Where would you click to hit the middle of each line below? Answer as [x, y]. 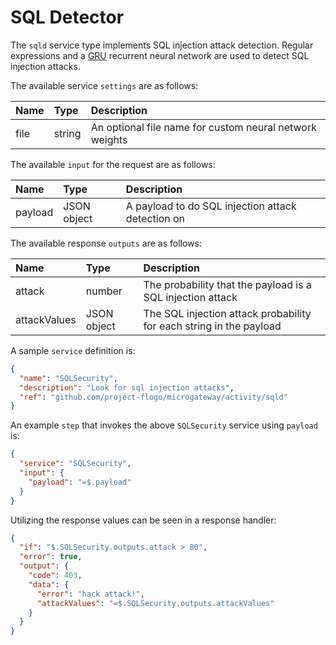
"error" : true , [51, 557]
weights [109, 139]
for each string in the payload [212, 326]
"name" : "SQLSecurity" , [68, 378]
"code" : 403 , [55, 576]
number [104, 291]
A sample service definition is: [73, 350]
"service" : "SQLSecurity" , [75, 464]
